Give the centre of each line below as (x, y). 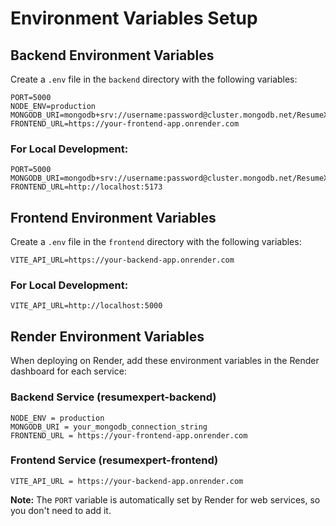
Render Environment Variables (107, 336)
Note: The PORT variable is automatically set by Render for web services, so (165, 499)
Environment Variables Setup (134, 18)
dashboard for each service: (68, 371)
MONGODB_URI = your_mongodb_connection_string (109, 427)
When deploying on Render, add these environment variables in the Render (165, 361)
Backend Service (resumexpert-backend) (113, 397)
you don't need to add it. (61, 510)
